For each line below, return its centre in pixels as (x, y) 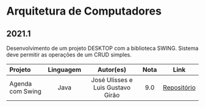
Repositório (179, 88)
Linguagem (64, 70)
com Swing (25, 91)
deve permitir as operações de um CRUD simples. (69, 55)
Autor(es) (112, 70)
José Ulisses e (112, 80)
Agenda (21, 84)
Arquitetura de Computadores (84, 11)
